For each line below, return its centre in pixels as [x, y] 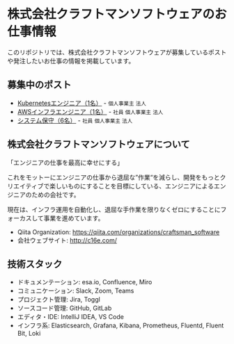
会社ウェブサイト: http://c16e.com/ [67, 240]
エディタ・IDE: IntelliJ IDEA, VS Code [70, 317]
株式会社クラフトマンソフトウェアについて [99, 144]
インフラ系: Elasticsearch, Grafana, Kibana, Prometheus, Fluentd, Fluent [120, 326]
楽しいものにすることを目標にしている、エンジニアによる [132, 186]
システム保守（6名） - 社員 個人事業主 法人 [75, 120]
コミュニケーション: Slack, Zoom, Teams [76, 291]
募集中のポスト [39, 85]
